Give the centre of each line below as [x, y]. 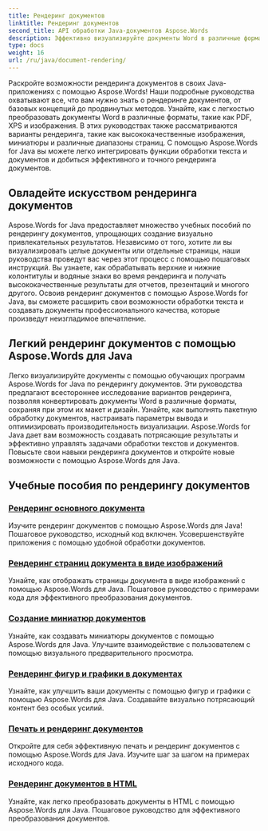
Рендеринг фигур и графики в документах [95, 673]
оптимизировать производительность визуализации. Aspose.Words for [130, 426]
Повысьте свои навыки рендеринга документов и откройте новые [122, 452]
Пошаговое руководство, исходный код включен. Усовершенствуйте [126, 534]
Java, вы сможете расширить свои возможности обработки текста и [126, 302]
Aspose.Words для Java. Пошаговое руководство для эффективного [124, 809]
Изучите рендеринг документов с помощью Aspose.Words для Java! [126, 525]
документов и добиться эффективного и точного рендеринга [112, 159]
